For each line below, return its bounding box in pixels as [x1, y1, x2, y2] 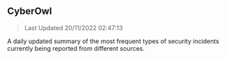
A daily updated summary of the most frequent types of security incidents [7, 37, 220, 45]
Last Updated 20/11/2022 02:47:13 [24, 23, 123, 32]
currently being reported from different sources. [7, 44, 145, 52]
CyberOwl [7, 5, 52, 17]
